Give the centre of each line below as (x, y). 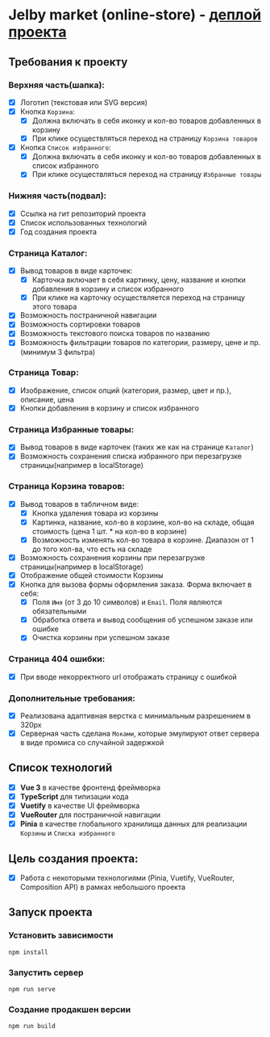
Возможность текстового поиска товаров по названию (115, 334)
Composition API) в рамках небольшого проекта (103, 887)
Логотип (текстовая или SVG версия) (83, 102)
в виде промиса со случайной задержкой (92, 743)
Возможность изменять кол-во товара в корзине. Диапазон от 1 (143, 540)
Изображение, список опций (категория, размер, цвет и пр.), (126, 390)
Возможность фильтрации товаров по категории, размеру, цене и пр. (140, 343)
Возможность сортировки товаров (80, 324)
